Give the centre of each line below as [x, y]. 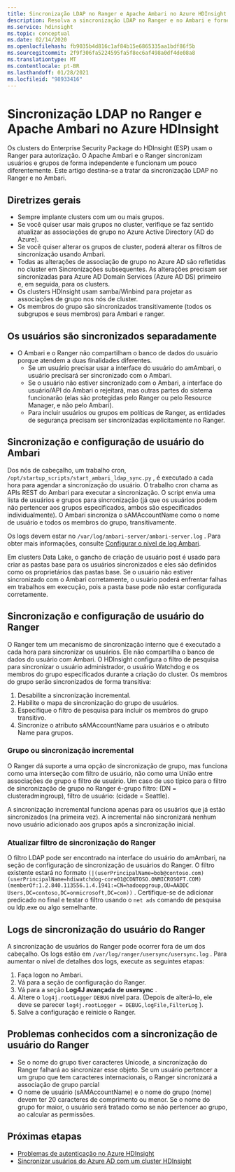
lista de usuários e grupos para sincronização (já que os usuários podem [112, 500]
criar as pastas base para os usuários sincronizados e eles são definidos [112, 564]
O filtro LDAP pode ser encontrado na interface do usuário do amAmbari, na [116, 858]
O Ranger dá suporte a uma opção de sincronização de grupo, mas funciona [117, 765]
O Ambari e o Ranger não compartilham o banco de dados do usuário [117, 353]
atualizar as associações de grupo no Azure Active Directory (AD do [116, 232]
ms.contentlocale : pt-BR [43, 66]
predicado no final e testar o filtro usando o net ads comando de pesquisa [114, 900]
